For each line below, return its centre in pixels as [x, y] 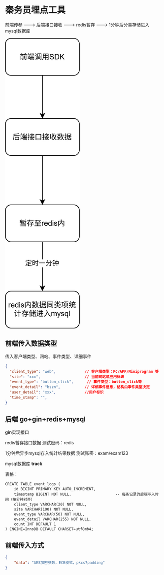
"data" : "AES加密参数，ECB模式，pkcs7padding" [60, 563]
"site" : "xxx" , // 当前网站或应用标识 [67, 377]
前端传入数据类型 [31, 343]
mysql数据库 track [24, 464]
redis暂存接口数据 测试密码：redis [40, 442]
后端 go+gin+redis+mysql [46, 419]
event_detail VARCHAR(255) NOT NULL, [53, 519]
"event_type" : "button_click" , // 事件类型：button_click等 [76, 382]
